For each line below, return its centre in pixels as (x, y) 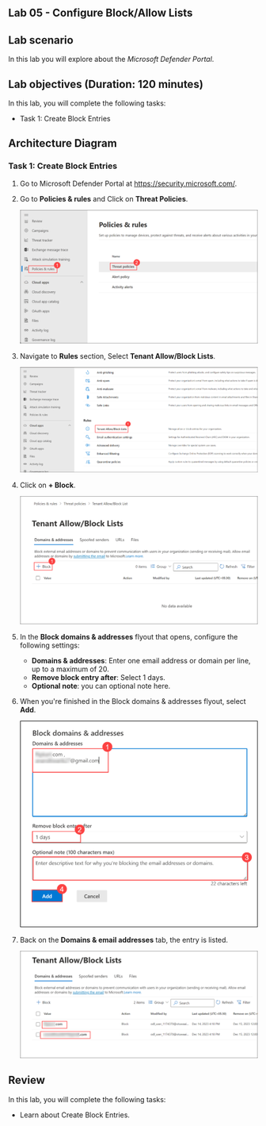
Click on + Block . (47, 485)
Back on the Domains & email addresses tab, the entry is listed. (123, 940)
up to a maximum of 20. (70, 669)
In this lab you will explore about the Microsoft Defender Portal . (111, 60)
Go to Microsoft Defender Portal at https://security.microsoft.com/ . (128, 183)
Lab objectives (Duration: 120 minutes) (106, 84)
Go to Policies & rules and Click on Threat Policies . (104, 198)
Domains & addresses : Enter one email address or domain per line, (141, 661)
